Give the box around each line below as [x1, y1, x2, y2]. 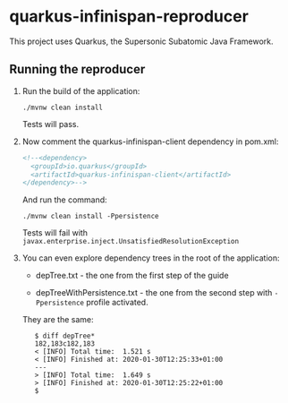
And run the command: [21, 194, 107, 205]
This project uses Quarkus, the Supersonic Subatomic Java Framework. [9, 36, 274, 47]
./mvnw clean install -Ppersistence [21, 212, 159, 221]
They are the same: [21, 314, 94, 325]
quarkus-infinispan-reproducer [9, 6, 249, 27]
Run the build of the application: [21, 85, 140, 96]
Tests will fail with [21, 227, 88, 238]
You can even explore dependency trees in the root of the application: [21, 253, 280, 263]
